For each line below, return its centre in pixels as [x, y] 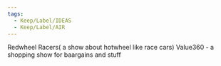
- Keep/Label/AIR [40, 27]
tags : [15, 14]
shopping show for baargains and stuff [64, 55]
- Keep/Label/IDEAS [43, 21]
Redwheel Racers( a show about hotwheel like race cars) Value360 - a [111, 48]
